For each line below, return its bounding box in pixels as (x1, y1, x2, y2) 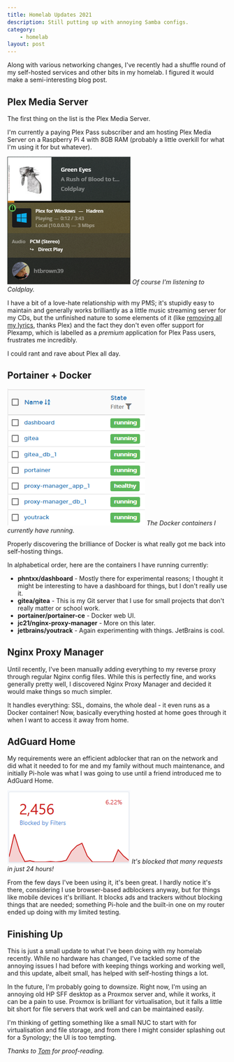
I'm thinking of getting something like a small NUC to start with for (7, 1019, 197, 1027)
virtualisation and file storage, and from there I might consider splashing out (7, 1026, 226, 1034)
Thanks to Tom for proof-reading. (7, 1047, 105, 1055)
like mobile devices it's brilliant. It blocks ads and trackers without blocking (7, 893, 223, 901)
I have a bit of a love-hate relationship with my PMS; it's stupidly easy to (7, 298, 214, 307)
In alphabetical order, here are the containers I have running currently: (7, 560, 209, 569)
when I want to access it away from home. (7, 715, 129, 724)
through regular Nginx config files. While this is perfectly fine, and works (7, 672, 217, 681)
